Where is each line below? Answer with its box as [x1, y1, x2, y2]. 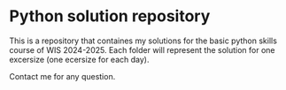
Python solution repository [9, 6, 211, 26]
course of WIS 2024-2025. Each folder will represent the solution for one [9, 44, 275, 55]
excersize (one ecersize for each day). [9, 54, 150, 64]
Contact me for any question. [9, 71, 116, 81]
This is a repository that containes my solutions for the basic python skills [9, 35, 277, 46]
